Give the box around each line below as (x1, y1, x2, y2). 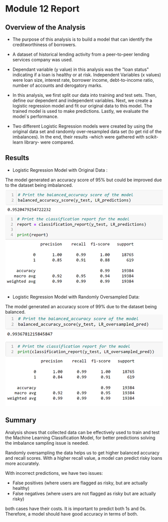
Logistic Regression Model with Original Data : (12, 167, 108, 173)
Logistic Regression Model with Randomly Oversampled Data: (12, 294, 140, 300)
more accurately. (5, 460, 40, 466)
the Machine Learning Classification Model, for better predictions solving (5, 435, 156, 441)
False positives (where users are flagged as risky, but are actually (12, 480, 148, 486)
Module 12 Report (5, 3, 80, 15)
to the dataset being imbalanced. (5, 182, 73, 188)
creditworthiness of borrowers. (12, 42, 76, 48)
